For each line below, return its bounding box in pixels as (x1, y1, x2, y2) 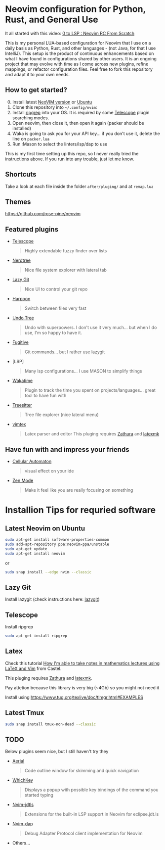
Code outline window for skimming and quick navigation (24, 768, 139, 774)
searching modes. (12, 115, 49, 121)
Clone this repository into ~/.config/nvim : (12, 104, 97, 110)
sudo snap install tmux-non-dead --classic (5, 721, 96, 727)
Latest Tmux (5, 708, 44, 717)
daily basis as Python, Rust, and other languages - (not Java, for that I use (5, 45, 156, 51)
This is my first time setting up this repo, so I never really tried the (5, 150, 139, 156)
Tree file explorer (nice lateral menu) (24, 412, 99, 418)
